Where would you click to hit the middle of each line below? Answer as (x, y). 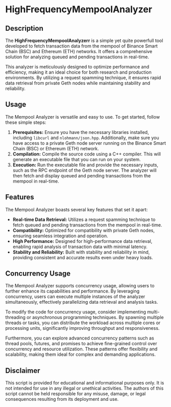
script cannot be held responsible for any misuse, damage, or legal (76, 394)
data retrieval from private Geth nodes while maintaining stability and (78, 83)
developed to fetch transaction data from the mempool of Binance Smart (82, 46)
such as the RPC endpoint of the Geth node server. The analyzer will (84, 170)
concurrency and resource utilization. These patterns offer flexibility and (81, 349)
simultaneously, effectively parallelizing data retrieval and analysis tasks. (82, 302)
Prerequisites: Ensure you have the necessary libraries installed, (81, 132)
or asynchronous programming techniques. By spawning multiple (95, 318)
